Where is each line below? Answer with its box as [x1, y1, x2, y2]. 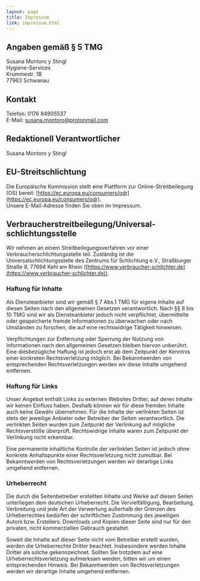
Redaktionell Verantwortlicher [6, 134, 121, 144]
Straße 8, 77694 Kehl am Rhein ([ [6, 264, 88, 271]
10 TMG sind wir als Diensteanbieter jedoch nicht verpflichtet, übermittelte [6, 311, 189, 318]
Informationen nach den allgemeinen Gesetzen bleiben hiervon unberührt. [6, 341, 188, 348]
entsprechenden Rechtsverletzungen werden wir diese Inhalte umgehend [6, 360, 187, 368]
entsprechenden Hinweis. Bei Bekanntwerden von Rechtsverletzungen [6, 561, 180, 568]
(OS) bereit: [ [6, 189, 38, 196]
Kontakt [6, 94, 37, 105]
